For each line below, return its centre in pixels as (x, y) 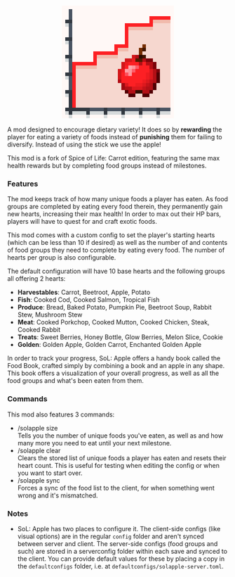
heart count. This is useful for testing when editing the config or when (118, 465)
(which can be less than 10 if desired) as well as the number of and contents (117, 243)
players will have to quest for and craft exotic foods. (82, 222)
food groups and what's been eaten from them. (75, 381)
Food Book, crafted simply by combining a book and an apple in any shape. (116, 366)
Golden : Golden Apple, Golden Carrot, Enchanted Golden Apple (109, 345)
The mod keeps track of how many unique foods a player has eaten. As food (118, 199)
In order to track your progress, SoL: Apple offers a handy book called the (114, 358)
